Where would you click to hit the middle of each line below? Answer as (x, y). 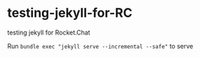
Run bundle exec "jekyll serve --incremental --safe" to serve (100, 46)
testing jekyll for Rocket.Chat (49, 32)
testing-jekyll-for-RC (70, 13)
